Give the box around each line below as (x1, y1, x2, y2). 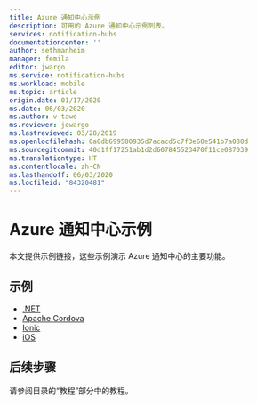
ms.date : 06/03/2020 (9, 104, 86, 113)
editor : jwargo (9, 63, 66, 72)
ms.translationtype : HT (9, 153, 98, 163)
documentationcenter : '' (9, 37, 101, 47)
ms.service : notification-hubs (9, 71, 125, 80)
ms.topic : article (9, 87, 77, 96)
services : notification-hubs (9, 29, 117, 38)
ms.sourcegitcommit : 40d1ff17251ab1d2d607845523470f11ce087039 (9, 145, 249, 154)
